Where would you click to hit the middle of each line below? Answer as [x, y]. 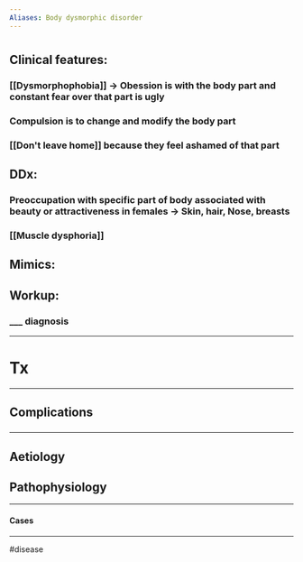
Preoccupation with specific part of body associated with [138, 199]
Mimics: [32, 265]
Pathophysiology [58, 487]
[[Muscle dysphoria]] [57, 235]
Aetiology [37, 456]
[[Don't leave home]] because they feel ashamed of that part [144, 145]
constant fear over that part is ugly [87, 97]
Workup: [35, 295]
